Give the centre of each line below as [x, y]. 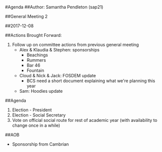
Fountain [36, 70]
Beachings [37, 55]
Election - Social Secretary [39, 115]
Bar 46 [33, 65]
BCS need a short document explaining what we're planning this [91, 81]
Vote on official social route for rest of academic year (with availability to [85, 120]
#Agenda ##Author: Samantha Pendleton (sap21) [54, 7]
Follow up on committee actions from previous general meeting [75, 45]
